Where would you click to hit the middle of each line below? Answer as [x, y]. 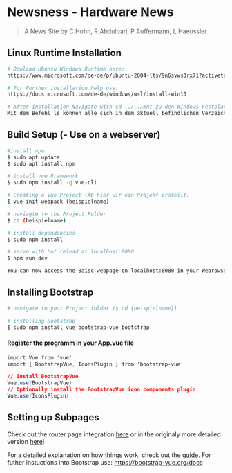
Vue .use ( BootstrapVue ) [40, 383]
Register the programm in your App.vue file [71, 343]
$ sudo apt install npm [41, 163]
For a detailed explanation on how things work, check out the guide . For [109, 455]
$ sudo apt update [33, 157]
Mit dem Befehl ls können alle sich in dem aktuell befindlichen [103, 114]
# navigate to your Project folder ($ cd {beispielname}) [92, 308]
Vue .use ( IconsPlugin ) [38, 396]
